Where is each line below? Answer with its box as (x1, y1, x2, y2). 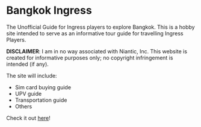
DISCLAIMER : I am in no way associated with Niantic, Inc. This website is (6, 47, 188, 55)
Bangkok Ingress (6, 4, 92, 17)
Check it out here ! (6, 114, 51, 122)
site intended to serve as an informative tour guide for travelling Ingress (6, 29, 184, 37)
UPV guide (14, 90, 42, 97)
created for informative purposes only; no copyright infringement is (6, 54, 173, 61)
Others (14, 102, 32, 110)
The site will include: (6, 72, 57, 79)
